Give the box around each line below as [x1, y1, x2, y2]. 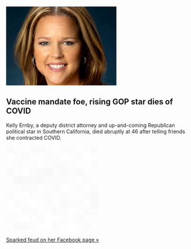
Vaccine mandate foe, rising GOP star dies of [6, 97, 173, 107]
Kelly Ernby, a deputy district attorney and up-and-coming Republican [6, 122, 175, 129]
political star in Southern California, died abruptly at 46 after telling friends [6, 127, 186, 135]
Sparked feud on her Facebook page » [6, 236, 100, 243]
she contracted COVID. [6, 134, 62, 141]
